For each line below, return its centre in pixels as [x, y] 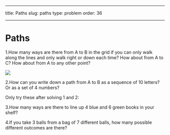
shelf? [12, 112]
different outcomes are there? [36, 127]
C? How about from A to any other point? [48, 63]
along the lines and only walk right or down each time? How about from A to [84, 57]
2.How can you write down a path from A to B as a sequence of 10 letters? [83, 82]
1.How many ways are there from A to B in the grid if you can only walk [79, 52]
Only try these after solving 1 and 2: [42, 97]
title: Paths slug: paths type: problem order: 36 [54, 13]
